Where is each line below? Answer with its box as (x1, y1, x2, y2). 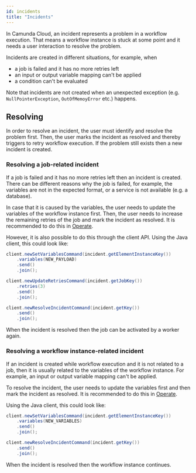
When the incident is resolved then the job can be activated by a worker (6, 326, 180, 333)
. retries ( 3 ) (16, 283, 46, 289)
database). (6, 192, 32, 199)
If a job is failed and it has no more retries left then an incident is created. (6, 173, 183, 181)
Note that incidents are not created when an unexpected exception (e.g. (6, 89, 180, 96)
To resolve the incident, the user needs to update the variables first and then (6, 384, 191, 391)
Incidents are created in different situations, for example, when (6, 54, 157, 61)
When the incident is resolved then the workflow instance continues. (6, 461, 171, 468)
